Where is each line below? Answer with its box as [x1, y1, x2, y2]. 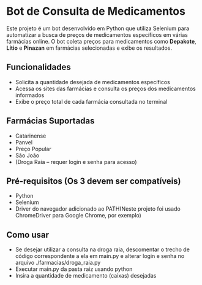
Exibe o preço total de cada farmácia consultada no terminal [15, 98, 168, 105]
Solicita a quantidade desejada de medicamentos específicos [15, 78, 170, 85]
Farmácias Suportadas [6, 115, 95, 127]
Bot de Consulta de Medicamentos [6, 4, 185, 18]
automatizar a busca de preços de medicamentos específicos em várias [6, 31, 188, 38]
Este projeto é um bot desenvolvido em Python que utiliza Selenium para [6, 25, 190, 32]
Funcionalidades [6, 62, 72, 72]
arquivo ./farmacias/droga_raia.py [15, 259, 101, 267]
